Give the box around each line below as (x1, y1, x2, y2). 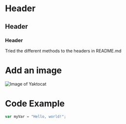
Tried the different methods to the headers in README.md (5, 48, 122, 53)
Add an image (5, 65, 62, 76)
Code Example (5, 98, 65, 109)
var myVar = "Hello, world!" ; (5, 114, 67, 119)
